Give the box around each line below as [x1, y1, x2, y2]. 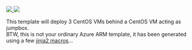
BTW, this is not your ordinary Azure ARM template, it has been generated [6, 31, 187, 37]
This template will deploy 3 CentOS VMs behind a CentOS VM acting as [6, 18, 181, 25]
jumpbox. [6, 24, 29, 32]
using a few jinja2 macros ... [6, 37, 73, 44]
